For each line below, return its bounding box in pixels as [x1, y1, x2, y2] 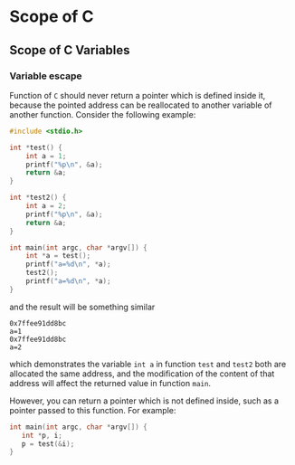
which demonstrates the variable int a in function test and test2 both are [9, 358, 287, 369]
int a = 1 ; [25, 151, 67, 160]
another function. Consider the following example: [9, 109, 196, 119]
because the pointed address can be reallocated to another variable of [9, 100, 272, 110]
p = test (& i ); [21, 439, 75, 449]
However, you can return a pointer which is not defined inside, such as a [9, 395, 279, 406]
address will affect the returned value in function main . [9, 377, 211, 388]
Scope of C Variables [9, 43, 130, 58]
